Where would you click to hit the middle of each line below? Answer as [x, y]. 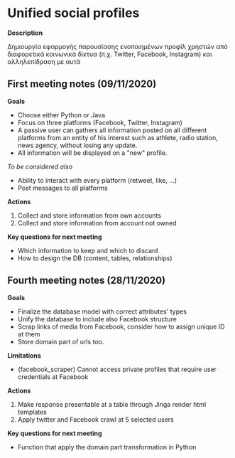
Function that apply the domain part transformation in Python [107, 447]
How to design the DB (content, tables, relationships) [95, 258]
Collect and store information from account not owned [97, 223]
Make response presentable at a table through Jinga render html [112, 404]
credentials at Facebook [53, 377]
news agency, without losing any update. [77, 145]
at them [29, 334]
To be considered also [40, 166]
